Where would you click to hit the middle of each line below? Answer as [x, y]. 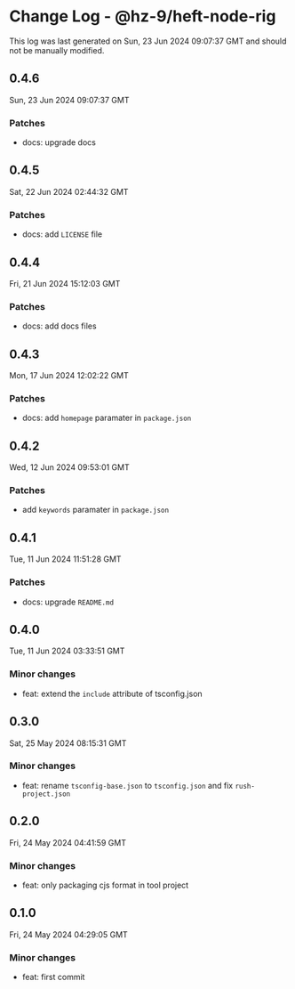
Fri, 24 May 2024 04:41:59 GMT [68, 842]
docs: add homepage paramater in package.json [107, 418]
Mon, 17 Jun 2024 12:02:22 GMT [69, 376]
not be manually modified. [57, 50]
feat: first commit [53, 977]
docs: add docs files [59, 326]
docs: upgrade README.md [68, 602]
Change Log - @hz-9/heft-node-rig [143, 16]
